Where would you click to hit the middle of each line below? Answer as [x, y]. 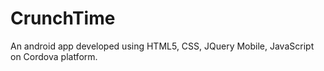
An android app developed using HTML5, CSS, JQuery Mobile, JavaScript [162, 46]
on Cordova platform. [54, 56]
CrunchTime [63, 18]
